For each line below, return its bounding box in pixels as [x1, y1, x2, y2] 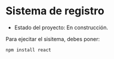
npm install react [5, 46, 51, 53]
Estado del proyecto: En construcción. [14, 24, 109, 31]
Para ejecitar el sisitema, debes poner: [5, 35, 100, 42]
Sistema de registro [5, 4, 105, 18]
